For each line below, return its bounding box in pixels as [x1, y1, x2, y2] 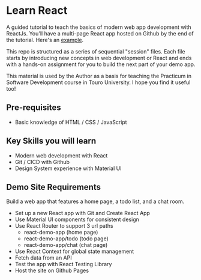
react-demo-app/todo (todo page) [23, 235, 109, 242]
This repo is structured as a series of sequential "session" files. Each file [6, 47, 185, 55]
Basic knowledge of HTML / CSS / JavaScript [14, 118, 127, 126]
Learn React [6, 4, 68, 17]
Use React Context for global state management [14, 248, 134, 255]
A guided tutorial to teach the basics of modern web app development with [6, 23, 191, 31]
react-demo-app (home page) [23, 229, 98, 236]
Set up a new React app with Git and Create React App [14, 210, 150, 217]
